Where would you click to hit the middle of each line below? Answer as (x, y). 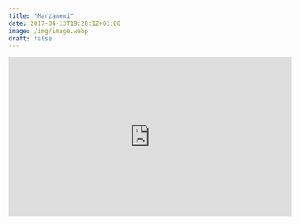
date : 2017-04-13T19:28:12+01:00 (65, 23)
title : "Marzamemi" (41, 16)
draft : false (30, 38)
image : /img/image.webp (49, 31)
